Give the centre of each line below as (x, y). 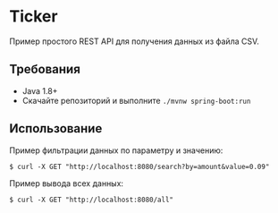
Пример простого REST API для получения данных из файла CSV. (134, 41)
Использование (56, 128)
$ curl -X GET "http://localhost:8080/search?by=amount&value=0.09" (139, 166)
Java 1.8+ (40, 90)
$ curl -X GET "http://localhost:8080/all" (92, 200)
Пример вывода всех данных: (66, 183)
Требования (45, 69)
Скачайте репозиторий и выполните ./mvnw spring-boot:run (136, 100)
